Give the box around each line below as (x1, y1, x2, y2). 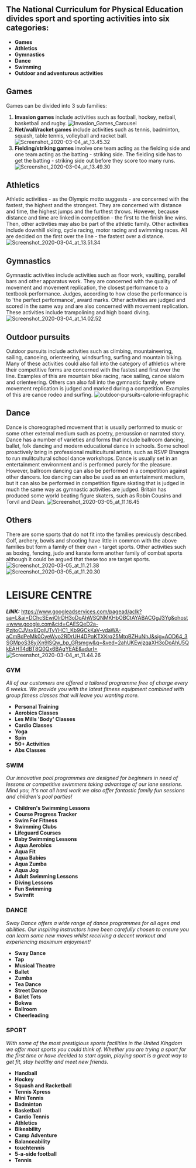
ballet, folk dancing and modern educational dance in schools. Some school (6, 442, 189, 449)
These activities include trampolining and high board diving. (6, 309, 150, 316)
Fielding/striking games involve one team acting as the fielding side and (14, 145, 190, 152)
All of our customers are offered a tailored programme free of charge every (6, 679, 188, 686)
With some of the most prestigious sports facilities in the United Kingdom (6, 1039, 183, 1046)
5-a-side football (14, 1150, 57, 1157)
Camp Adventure (14, 1132, 57, 1139)
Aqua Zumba (14, 860, 47, 868)
